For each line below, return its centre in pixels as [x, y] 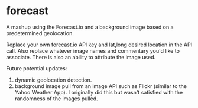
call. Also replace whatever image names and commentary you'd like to [93, 50]
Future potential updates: [37, 68]
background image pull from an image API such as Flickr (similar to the [101, 86]
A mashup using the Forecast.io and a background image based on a [90, 27]
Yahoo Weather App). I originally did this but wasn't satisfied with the [99, 92]
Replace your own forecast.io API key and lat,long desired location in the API [99, 45]
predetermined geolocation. [40, 33]
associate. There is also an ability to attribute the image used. [81, 57]
